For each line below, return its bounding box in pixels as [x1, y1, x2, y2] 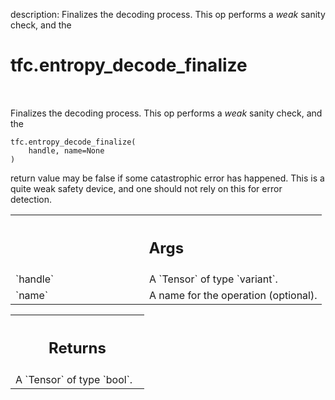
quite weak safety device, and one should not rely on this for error [10, 182, 283, 194]
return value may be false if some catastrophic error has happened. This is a [10, 172, 325, 184]
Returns [48, 339, 107, 358]
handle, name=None [28, 145, 105, 156]
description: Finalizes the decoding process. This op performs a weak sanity [10, 9, 326, 20]
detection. [10, 193, 53, 205]
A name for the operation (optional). [149, 289, 318, 303]
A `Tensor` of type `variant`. [149, 272, 278, 286]
